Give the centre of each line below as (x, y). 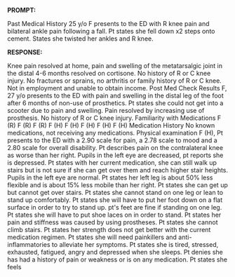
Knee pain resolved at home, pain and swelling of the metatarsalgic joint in (115, 66)
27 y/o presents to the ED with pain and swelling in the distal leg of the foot (116, 95)
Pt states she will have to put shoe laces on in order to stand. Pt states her (114, 215)
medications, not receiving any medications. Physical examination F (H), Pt (115, 133)
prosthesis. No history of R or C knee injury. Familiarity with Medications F (114, 118)
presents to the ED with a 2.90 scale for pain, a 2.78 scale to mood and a (112, 140)
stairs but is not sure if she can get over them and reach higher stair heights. (118, 170)
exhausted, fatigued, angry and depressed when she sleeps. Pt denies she (115, 252)
